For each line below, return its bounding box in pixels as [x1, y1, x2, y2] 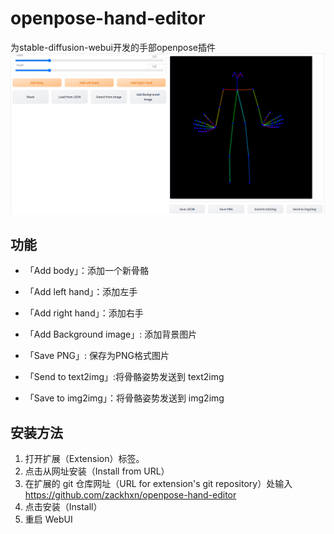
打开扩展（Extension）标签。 [24, 453, 145, 465]
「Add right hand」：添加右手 [24, 307, 144, 319]
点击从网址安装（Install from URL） [24, 465, 170, 477]
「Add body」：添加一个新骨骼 [24, 265, 150, 277]
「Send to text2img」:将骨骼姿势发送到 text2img [24, 371, 225, 383]
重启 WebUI [24, 513, 73, 526]
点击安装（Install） [24, 501, 103, 513]
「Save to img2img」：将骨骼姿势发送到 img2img [24, 392, 225, 404]
